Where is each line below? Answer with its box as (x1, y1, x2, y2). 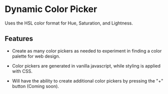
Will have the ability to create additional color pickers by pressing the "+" (12, 77, 163, 83)
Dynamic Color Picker (5, 3, 98, 15)
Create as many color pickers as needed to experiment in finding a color (12, 47, 162, 53)
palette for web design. (12, 53, 60, 59)
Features (5, 34, 33, 43)
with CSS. (12, 68, 33, 74)
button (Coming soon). (12, 83, 59, 89)
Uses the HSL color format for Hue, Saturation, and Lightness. (5, 20, 133, 26)
